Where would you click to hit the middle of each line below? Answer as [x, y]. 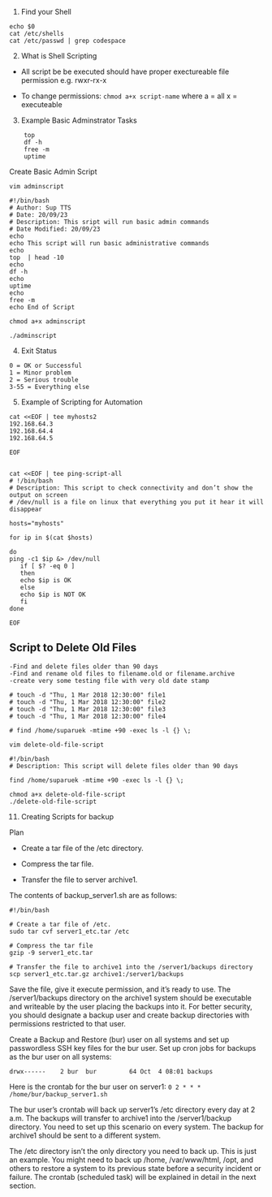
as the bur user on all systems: [60, 1057]
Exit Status [39, 351]
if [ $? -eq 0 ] [47, 566]
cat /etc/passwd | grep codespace [68, 41]
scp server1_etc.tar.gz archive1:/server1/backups [97, 974]
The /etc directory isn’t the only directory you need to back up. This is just [133, 1151]
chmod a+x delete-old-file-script [68, 794]
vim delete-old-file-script [57, 745]
